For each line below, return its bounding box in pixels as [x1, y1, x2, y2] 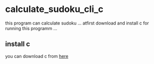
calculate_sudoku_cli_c [5, 3, 103, 15]
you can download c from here [5, 53, 68, 59]
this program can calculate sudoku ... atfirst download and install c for [5, 20, 149, 26]
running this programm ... [5, 25, 57, 31]
